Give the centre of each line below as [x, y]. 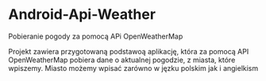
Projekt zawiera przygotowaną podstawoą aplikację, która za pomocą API [129, 51]
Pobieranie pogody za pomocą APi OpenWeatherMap [96, 36]
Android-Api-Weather [82, 15]
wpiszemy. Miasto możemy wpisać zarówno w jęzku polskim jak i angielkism [133, 68]
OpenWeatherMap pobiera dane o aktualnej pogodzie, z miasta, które [122, 60]
